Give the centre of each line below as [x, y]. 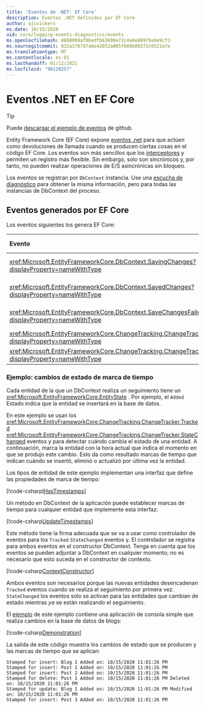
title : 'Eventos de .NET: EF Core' [52, 12]
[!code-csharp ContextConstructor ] [50, 571]
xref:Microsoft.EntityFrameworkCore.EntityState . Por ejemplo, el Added [95, 397]
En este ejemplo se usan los [41, 415]
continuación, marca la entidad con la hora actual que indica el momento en [102, 448]
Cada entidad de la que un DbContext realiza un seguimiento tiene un [94, 391]
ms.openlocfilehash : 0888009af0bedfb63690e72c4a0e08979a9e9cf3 [88, 40]
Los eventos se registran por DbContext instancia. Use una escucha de [95, 178]
